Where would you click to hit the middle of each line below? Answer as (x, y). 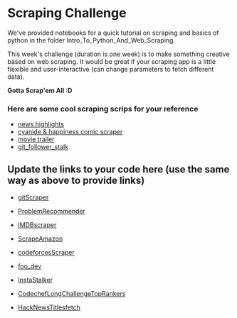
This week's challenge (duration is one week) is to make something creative (118, 54)
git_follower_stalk (43, 147)
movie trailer (36, 139)
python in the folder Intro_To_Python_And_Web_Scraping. (91, 40)
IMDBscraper (37, 225)
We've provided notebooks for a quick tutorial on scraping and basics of (113, 33)
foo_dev (30, 266)
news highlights (41, 124)
